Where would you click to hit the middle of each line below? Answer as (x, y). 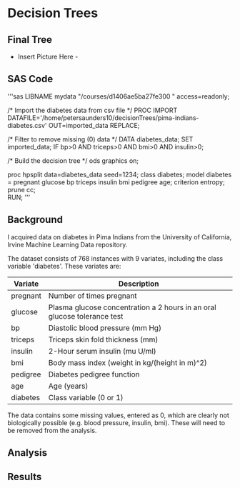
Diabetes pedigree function (94, 374)
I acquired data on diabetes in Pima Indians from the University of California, (120, 236)
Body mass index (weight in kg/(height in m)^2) (127, 362)
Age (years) (68, 386)
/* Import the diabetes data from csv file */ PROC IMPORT (92, 110)
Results (25, 477)
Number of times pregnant (92, 296)
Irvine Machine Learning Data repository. (67, 244)
